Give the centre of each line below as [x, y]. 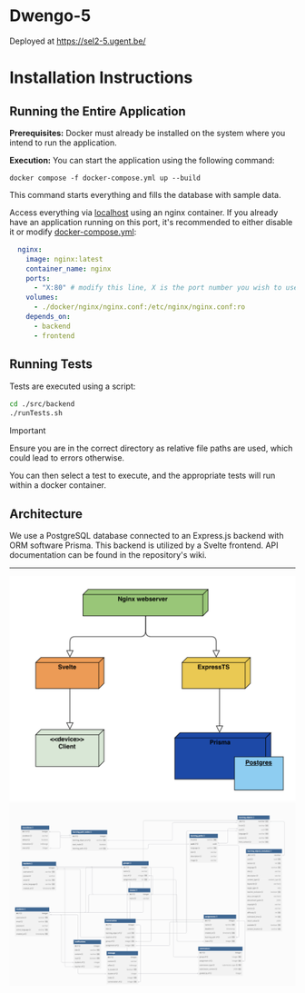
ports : [38, 278]
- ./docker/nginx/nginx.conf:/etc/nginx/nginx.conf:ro [139, 307]
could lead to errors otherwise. [67, 458]
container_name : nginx [69, 269]
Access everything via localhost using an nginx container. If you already [144, 212]
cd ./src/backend [42, 404]
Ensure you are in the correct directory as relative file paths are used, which [151, 448]
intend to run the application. [63, 143]
